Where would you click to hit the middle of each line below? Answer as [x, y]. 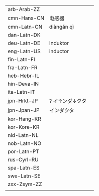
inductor [59, 51]
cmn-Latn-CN [25, 27]
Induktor [59, 43]
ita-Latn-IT [21, 92]
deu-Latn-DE [24, 43]
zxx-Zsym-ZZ [25, 184]
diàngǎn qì [62, 27]
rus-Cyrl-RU [23, 160]
